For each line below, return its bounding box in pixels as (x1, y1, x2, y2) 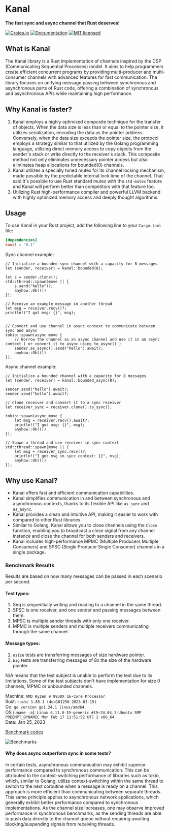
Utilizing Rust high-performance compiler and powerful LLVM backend (12, 189, 161, 195)
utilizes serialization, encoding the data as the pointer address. (12, 129, 144, 135)
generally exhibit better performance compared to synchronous (5, 799, 139, 806)
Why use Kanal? (5, 476, 58, 485)
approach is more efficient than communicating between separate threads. (5, 788, 162, 794)
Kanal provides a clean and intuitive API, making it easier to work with (12, 511, 158, 517)
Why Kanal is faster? (5, 105, 72, 114)
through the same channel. (12, 629, 70, 635)
